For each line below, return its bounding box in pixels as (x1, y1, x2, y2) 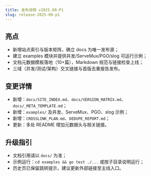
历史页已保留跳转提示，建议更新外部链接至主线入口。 (12, 165, 124, 171)
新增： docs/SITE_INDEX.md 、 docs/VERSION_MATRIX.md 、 (12, 96, 126, 102)
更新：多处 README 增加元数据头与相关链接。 (12, 122, 109, 128)
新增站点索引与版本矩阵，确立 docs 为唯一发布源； (12, 47, 119, 53)
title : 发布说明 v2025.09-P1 (5, 7, 64, 13)
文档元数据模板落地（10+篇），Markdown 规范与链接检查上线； (12, 59, 144, 65)
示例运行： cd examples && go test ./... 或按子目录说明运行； (12, 158, 144, 165)
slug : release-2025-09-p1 (5, 12, 60, 17)
